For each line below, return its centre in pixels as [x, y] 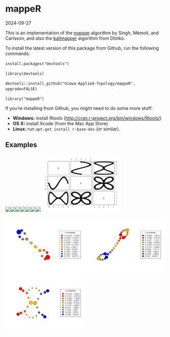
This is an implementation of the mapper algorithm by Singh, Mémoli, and [82, 33]
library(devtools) [25, 74]
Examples [21, 145]
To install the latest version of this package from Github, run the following [82, 48]
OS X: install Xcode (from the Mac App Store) [60, 123]
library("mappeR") [25, 99]
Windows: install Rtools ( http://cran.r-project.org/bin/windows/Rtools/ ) [87, 118]
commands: [18, 53]
